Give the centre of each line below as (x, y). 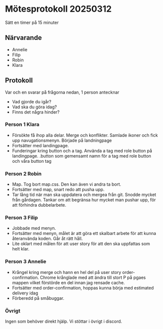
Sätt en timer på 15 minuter (32, 22)
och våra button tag (32, 161)
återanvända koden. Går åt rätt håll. (47, 239)
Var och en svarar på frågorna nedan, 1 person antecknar (62, 92)
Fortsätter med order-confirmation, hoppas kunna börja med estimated (83, 288)
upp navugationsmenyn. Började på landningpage (62, 140)
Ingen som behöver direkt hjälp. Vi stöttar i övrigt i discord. (64, 321)
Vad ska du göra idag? (34, 107)
